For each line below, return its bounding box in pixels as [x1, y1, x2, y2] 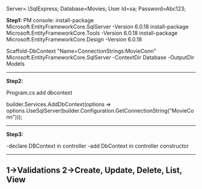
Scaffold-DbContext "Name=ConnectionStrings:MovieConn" [6, 47, 156, 55]
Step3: [6, 131, 24, 137]
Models [6, 60, 25, 67]
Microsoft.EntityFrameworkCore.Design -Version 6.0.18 [6, 36, 142, 43]
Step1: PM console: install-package [6, 17, 94, 23]
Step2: [6, 77, 23, 85]
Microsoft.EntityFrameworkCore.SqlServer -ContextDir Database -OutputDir [6, 54, 194, 61]
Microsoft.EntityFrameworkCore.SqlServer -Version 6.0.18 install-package [6, 23, 189, 30]
